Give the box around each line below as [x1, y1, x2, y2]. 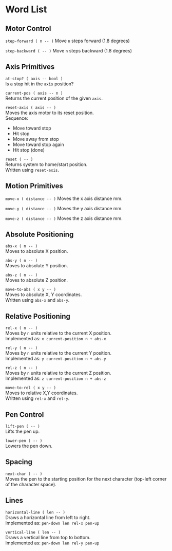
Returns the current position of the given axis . [5, 95, 103, 101]
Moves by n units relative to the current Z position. [5, 370, 111, 376]
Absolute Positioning [5, 230, 74, 239]
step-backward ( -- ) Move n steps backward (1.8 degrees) [5, 48, 132, 53]
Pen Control [5, 410, 44, 419]
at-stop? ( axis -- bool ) [5, 76, 63, 81]
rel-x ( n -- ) [5, 325, 38, 331]
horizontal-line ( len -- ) [5, 510, 66, 515]
